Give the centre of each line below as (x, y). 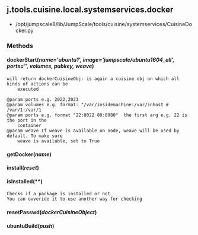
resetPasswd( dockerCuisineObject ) (52, 212)
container (30, 125)
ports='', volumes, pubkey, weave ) (50, 66)
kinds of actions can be (37, 84)
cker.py (24, 30)
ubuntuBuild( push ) (31, 226)
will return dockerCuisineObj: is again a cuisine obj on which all (93, 79)
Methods (20, 46)
